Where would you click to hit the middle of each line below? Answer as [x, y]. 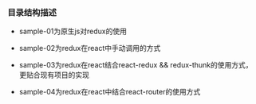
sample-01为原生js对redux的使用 [73, 31]
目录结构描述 [32, 12]
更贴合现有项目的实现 [54, 75]
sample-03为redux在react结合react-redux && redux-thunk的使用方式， [136, 65]
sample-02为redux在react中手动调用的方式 [90, 48]
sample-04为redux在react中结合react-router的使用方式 [110, 92]
